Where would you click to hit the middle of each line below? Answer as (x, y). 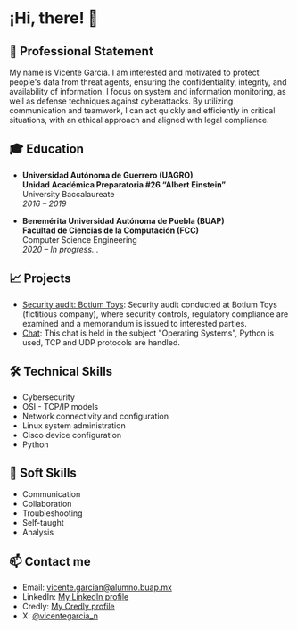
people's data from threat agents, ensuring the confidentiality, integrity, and (148, 82)
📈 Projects (40, 279)
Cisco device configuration (72, 435)
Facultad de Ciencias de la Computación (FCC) (110, 230)
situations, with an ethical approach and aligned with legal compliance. (139, 120)
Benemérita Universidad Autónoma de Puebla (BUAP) (123, 220)
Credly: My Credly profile (69, 607)
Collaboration (47, 504)
